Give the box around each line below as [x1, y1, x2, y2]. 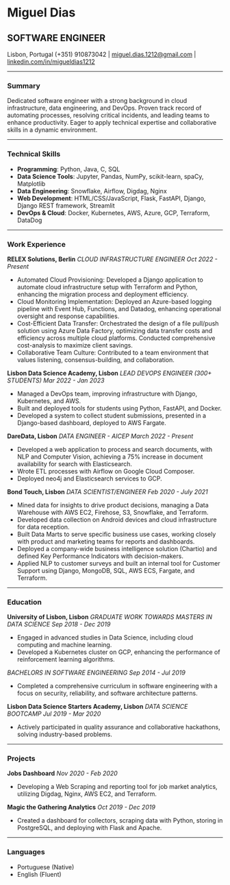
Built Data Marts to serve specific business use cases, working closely [16, 530, 216, 538]
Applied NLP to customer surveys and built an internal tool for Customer [16, 559, 220, 567]
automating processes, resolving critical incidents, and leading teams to [7, 111, 210, 119]
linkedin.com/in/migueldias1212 [7, 58, 96, 66]
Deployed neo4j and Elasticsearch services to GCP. [16, 474, 162, 483]
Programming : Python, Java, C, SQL [16, 165, 120, 173]
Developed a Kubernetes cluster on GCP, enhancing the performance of [16, 648, 220, 656]
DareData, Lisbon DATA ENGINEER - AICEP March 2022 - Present [7, 432, 194, 440]
